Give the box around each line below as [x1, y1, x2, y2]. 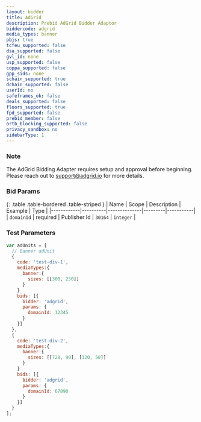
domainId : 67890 [28, 388, 69, 394]
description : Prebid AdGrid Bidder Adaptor [6, 20, 117, 26]
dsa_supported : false [6, 48, 61, 54]
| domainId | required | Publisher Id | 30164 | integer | [6, 213, 136, 221]
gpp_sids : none [6, 71, 45, 77]
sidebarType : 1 [6, 132, 45, 139]
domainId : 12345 [28, 310, 69, 316]
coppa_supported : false [6, 65, 66, 71]
